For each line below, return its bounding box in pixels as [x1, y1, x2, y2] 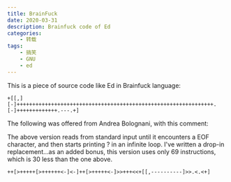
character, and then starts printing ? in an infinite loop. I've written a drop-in [7, 140, 225, 149]
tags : [7, 43, 23, 50]
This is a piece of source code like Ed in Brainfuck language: [7, 81, 181, 89]
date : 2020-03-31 [7, 17, 58, 24]
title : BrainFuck [7, 10, 58, 17]
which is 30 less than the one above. [7, 155, 113, 163]
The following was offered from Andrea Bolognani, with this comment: [7, 119, 209, 128]
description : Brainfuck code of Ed [7, 23, 111, 30]
